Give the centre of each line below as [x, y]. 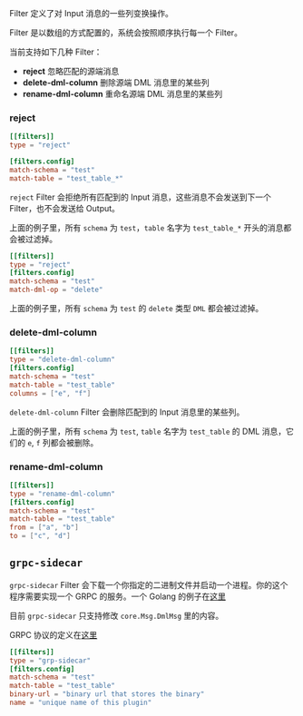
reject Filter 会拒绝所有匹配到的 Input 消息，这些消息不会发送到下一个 [141, 197]
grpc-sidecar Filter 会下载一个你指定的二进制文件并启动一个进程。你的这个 [149, 584]
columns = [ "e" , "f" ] [50, 393]
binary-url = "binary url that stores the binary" [107, 694]
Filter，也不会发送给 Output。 [65, 208]
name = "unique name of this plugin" [81, 703]
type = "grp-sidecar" [50, 661]
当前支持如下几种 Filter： [56, 52]
